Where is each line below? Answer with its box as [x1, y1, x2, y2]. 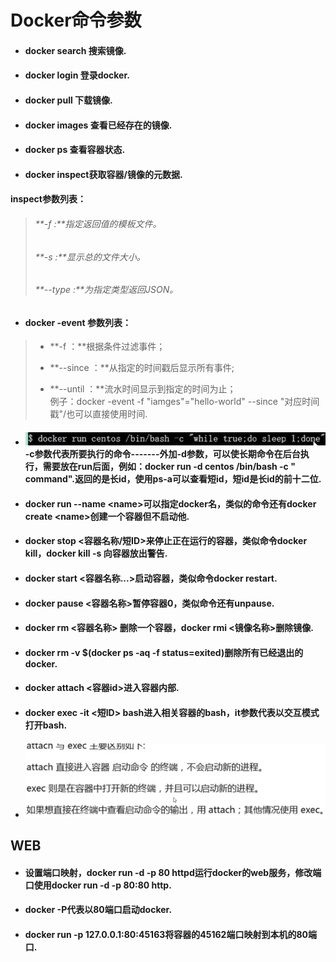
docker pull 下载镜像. [24, 94, 113, 106]
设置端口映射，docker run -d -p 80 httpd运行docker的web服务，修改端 [24, 866, 322, 878]
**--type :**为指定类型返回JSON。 [34, 284, 179, 296]
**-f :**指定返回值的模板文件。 [34, 217, 162, 230]
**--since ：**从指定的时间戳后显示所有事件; [49, 362, 235, 374]
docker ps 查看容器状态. [24, 144, 126, 156]
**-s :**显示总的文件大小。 [34, 251, 146, 263]
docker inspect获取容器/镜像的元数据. [24, 168, 183, 180]
